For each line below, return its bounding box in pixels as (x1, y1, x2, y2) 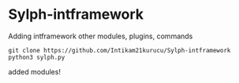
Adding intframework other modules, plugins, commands (8, 31, 193, 41)
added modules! (8, 67, 62, 76)
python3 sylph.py (8, 53, 65, 61)
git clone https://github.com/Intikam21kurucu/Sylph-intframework (8, 46, 231, 54)
